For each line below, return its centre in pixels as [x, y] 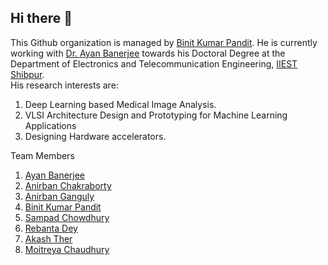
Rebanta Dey [51, 228]
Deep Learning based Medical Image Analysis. [120, 104]
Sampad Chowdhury [67, 217]
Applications [50, 125]
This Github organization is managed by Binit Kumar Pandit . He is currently [164, 42]
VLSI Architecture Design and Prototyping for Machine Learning [156, 115]
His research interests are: [64, 85]
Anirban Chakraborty [68, 185]
